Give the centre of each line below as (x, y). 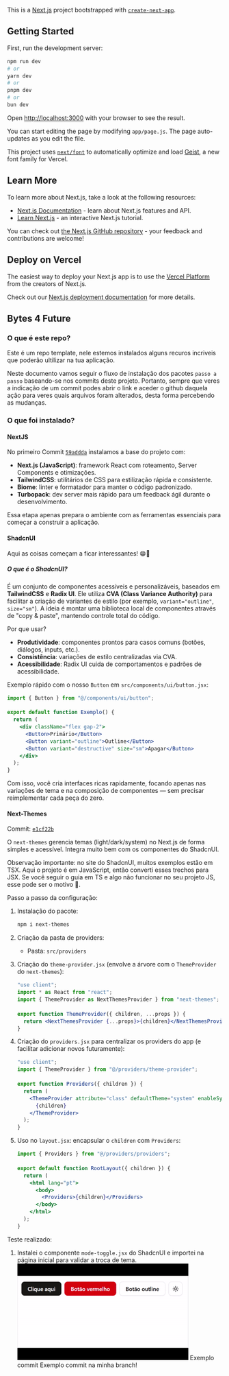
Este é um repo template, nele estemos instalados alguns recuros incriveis (112, 353)
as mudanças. (27, 403)
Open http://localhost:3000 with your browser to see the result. (96, 118)
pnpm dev (19, 91)
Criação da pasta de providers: (60, 938)
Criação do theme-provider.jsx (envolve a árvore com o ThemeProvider (117, 964)
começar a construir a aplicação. (54, 522)
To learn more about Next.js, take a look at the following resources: (102, 197)
